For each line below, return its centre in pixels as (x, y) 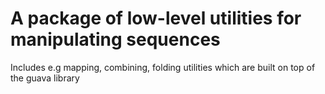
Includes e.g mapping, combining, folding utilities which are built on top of (163, 67)
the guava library (45, 78)
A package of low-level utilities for (156, 18)
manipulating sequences (115, 39)
